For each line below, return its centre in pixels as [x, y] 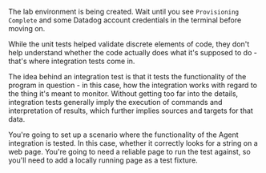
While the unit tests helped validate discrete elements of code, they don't [129, 44]
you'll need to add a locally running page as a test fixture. [103, 160]
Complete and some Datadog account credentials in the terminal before [125, 20]
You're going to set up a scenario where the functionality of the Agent [123, 135]
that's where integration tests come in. [72, 61]
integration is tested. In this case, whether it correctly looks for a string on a [133, 143]
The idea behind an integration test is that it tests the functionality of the [127, 76]
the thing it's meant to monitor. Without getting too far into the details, [123, 94]
